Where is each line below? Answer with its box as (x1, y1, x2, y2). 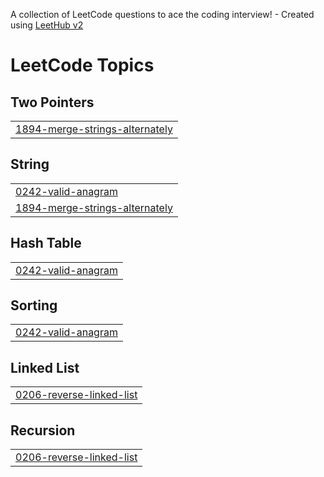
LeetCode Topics (10, 54, 155, 77)
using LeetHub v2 (10, 19, 84, 31)
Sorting (10, 297, 58, 314)
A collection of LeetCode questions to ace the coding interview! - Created (10, 9, 315, 20)
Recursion (10, 422, 76, 439)
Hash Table (10, 235, 82, 252)
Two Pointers (10, 94, 95, 111)
